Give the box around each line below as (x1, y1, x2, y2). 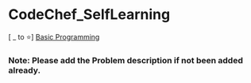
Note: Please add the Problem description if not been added (8, 55, 244, 66)
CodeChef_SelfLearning (8, 6, 171, 24)
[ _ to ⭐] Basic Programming (8, 32, 100, 41)
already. (8, 65, 41, 76)
